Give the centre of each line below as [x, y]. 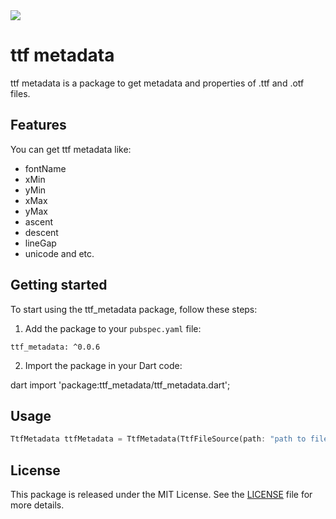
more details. [37, 505]
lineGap [40, 243]
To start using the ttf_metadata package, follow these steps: [134, 309]
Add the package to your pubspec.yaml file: [113, 328]
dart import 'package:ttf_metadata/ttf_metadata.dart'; [120, 385]
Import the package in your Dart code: [103, 365]
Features [38, 125]
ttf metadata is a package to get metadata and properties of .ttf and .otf [157, 83]
